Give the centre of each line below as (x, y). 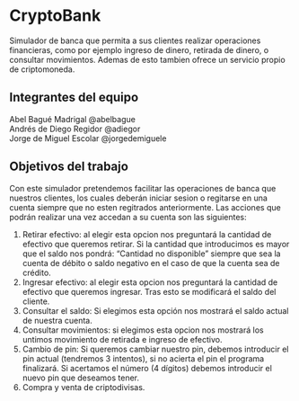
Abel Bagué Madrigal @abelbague (73, 119)
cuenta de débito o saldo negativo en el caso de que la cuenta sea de (151, 263)
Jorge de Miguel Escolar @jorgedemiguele (88, 138)
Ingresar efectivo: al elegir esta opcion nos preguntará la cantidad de (150, 282)
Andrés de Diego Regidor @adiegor (75, 129)
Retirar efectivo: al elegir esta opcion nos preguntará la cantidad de (147, 234)
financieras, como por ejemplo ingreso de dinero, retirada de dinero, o (139, 49)
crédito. (36, 272)
